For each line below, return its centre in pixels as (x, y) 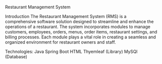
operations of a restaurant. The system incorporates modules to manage (78, 27)
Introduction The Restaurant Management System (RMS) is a (66, 16)
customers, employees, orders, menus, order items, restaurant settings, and (81, 32)
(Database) (16, 57)
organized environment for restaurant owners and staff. (61, 42)
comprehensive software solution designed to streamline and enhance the (80, 22)
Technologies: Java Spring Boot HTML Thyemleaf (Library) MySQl (71, 51)
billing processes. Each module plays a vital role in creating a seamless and (81, 37)
